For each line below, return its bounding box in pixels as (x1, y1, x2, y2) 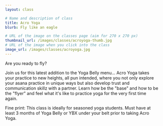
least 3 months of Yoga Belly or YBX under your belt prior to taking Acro (5, 110, 149, 116)
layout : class (5, 7, 34, 12)
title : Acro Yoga (5, 20, 40, 25)
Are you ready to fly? (5, 60, 47, 66)
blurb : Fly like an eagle (5, 25, 57, 30)
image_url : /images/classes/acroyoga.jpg (5, 47, 91, 52)
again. (5, 95, 18, 101)
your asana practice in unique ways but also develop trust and (5, 80, 130, 86)
